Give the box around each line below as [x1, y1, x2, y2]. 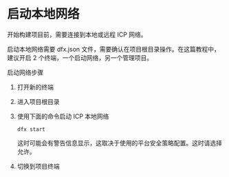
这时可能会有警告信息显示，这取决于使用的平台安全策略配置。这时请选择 [17, 138, 222, 147]
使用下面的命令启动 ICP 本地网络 [17, 112, 109, 121]
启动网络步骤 [7, 68, 43, 76]
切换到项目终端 [17, 162, 60, 170]
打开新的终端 [17, 83, 54, 91]
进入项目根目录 [17, 97, 60, 105]
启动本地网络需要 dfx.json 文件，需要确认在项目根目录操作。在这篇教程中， [7, 45, 220, 53]
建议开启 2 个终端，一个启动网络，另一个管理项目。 [7, 53, 153, 62]
